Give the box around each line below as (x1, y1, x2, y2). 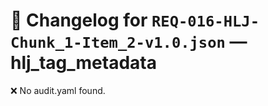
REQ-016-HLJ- (151, 12, 260, 31)
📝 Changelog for (10, 9, 148, 32)
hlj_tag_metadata (10, 52, 157, 74)
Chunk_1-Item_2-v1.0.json (10, 34, 226, 53)
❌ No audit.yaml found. (10, 84, 106, 96)
